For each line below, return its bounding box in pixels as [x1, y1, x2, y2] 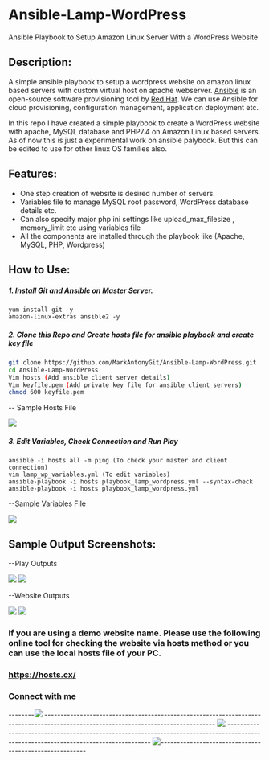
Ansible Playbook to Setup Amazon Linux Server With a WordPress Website [8, 32, 259, 42]
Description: [8, 55, 72, 69]
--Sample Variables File [8, 499, 87, 508]
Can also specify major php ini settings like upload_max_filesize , [19, 214, 235, 224]
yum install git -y [8, 306, 74, 314]
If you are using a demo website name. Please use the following [8, 627, 261, 639]
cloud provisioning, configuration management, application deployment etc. [8, 102, 259, 112]
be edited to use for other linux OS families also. [8, 143, 167, 154]
